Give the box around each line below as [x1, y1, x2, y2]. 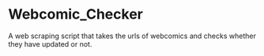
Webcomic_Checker [8, 5, 144, 23]
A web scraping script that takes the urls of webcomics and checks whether [8, 31, 257, 40]
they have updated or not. [8, 39, 92, 48]
